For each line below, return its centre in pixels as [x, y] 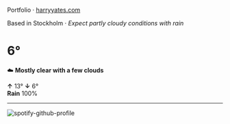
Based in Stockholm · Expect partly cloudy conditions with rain [95, 23]
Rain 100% [22, 93]
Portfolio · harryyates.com [44, 10]
